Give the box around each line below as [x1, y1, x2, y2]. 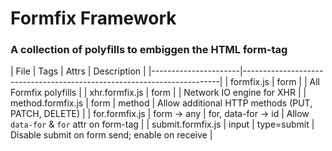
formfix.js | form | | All [230, 76, 320, 88]
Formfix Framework [10, 7, 177, 30]
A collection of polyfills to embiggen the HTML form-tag [10, 43, 288, 57]
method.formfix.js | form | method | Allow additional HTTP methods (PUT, [10, 97, 313, 109]
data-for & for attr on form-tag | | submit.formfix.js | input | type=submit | [10, 118, 315, 131]
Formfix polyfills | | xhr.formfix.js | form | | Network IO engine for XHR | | [10, 87, 307, 99]
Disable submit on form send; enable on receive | [10, 129, 213, 141]
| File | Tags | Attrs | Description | [10, 65, 147, 77]
